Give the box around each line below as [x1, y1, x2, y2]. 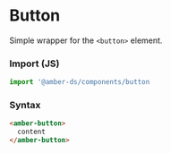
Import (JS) [9, 57, 60, 70]
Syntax [9, 99, 41, 112]
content [17, 127, 47, 137]
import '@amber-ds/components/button [9, 78, 150, 87]
